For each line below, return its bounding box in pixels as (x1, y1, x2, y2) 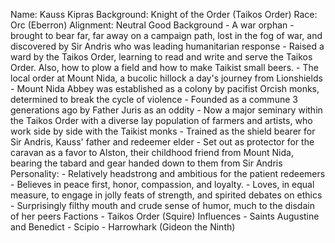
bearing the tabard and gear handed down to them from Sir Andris (10, 157, 283, 169)
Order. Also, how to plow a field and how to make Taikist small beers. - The (10, 62, 319, 73)
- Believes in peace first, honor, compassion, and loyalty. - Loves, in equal (10, 179, 315, 190)
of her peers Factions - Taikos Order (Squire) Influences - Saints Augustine (10, 210, 320, 222)
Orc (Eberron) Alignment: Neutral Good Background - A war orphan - (10, 19, 295, 31)
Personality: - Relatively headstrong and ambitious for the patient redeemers (10, 168, 326, 179)
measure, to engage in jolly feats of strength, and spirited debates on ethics (10, 189, 323, 201)
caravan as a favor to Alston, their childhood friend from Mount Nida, (10, 147, 294, 158)
